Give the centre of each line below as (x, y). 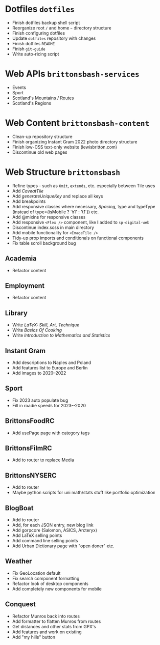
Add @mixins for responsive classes (49, 217)
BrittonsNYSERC (31, 475)
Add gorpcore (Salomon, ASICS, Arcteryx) (55, 530)
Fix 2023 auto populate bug (40, 400)
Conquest (20, 604)
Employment (25, 286)
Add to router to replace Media (43, 460)
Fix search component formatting (46, 578)
